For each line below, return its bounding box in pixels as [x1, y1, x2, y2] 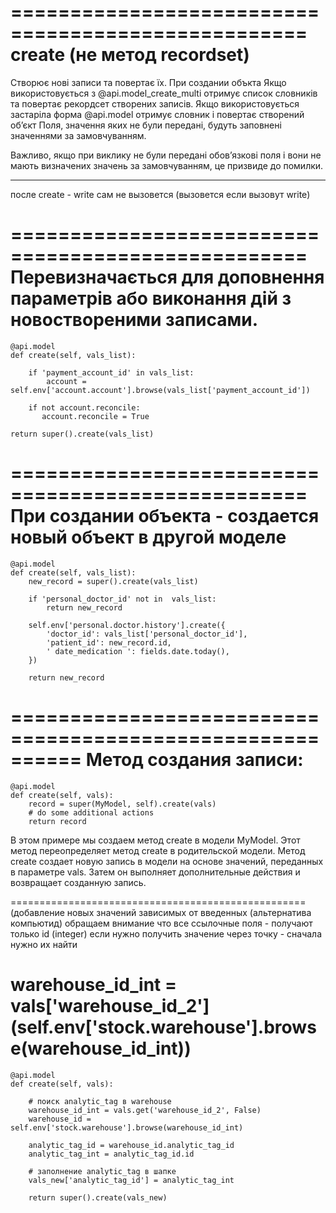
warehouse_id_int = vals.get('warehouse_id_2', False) [28, 1105, 262, 1115]
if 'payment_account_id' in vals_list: [28, 367, 195, 378]
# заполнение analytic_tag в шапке [28, 1166, 177, 1176]
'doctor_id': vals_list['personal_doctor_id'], [46, 629, 248, 639]
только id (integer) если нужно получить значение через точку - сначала [10, 927, 323, 940]
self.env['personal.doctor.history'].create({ [28, 620, 226, 630]
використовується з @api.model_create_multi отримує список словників [10, 87, 318, 99]
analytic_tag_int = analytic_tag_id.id [28, 1149, 195, 1159]
